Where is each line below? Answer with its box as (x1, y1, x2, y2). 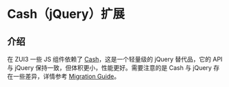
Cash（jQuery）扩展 (7, 6, 125, 22)
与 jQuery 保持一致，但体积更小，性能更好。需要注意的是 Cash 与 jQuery (7, 64, 213, 72)
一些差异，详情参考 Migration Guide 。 (12, 73, 121, 80)
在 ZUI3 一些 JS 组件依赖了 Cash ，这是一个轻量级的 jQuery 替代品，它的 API (7, 55, 223, 63)
